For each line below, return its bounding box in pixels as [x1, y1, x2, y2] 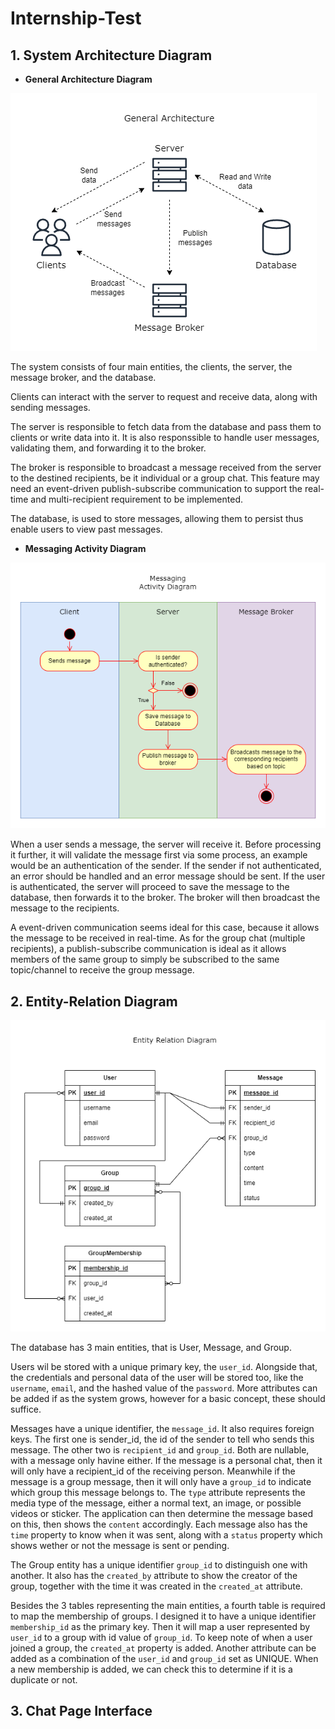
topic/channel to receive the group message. [10, 964, 195, 976]
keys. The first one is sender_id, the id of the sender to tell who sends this [10, 1433, 315, 1445]
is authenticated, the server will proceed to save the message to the [10, 881, 290, 893]
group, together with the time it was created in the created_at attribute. [10, 1580, 303, 1592]
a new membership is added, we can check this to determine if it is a [10, 1663, 293, 1675]
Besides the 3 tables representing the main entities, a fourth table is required [10, 1599, 326, 1611]
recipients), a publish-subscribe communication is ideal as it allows [10, 943, 287, 955]
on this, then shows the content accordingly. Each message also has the [10, 1518, 308, 1530]
